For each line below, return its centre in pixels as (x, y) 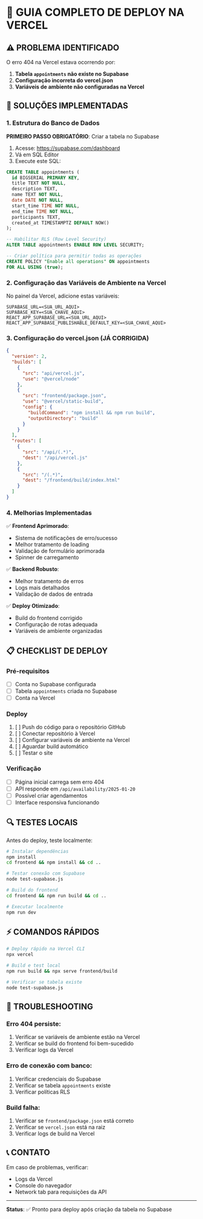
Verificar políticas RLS (43, 1092)
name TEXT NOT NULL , (37, 195)
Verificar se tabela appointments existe (63, 1085)
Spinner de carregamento (47, 558)
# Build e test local (34, 966)
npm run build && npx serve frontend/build (62, 971)
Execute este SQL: (38, 161)
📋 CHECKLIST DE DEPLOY (57, 651)
